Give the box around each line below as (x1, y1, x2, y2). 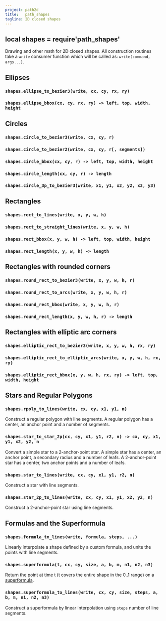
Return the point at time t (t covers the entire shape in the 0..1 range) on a (5, 572, 155, 578)
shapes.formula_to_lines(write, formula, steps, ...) (5, 534, 138, 540)
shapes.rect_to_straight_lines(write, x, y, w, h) (5, 224, 130, 230)
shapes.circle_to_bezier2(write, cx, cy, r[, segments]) (5, 147, 146, 152)
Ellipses (5, 73, 30, 82)
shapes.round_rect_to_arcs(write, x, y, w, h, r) (5, 290, 127, 295)
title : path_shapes (5, 12, 50, 17)
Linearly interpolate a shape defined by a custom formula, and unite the (5, 544, 151, 550)
